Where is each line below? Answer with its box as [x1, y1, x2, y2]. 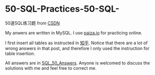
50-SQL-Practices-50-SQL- [5, 3, 119, 15]
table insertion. [5, 50, 35, 56]
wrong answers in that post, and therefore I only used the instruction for [5, 45, 150, 51]
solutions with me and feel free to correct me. [5, 65, 97, 71]
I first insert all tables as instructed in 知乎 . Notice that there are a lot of [5, 40, 148, 46]
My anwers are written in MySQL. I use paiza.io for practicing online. [5, 30, 142, 36]
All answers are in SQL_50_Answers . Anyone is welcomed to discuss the [5, 60, 150, 66]
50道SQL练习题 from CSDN [5, 20, 60, 26]
